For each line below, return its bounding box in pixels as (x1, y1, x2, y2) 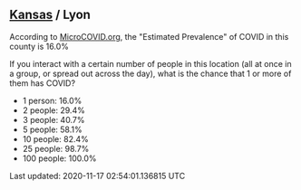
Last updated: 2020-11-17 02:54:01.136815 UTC (9, 170, 186, 181)
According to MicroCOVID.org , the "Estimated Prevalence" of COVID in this (9, 31, 289, 42)
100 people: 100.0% (22, 153, 97, 164)
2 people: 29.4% (22, 104, 86, 116)
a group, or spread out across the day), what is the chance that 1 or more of (9, 68, 292, 79)
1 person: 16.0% (22, 95, 83, 106)
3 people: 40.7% (22, 114, 85, 125)
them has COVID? (9, 77, 75, 89)
